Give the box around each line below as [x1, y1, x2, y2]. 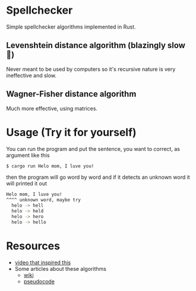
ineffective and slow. [6, 72, 57, 79]
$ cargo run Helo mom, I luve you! [6, 163, 94, 169]
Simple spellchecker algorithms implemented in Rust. [6, 23, 136, 30]
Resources [6, 239, 61, 252]
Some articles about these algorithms [14, 265, 107, 272]
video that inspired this [14, 259, 71, 266]
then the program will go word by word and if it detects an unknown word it [6, 173, 190, 181]
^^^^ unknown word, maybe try [6, 197, 81, 203]
